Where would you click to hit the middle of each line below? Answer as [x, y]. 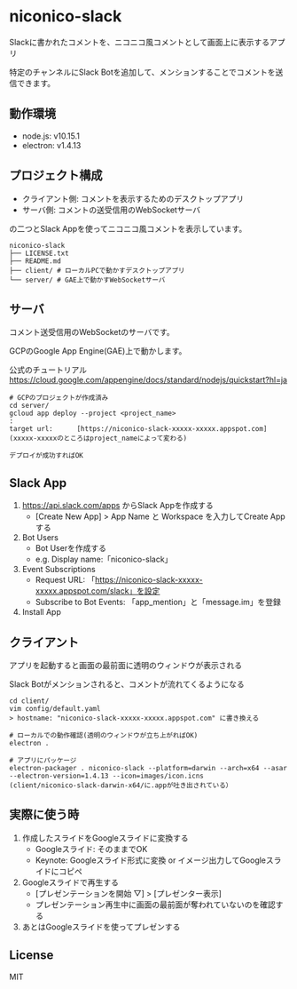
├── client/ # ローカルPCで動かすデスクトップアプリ [97, 270]
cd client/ [29, 701]
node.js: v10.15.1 [51, 136]
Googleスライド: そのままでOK [91, 849]
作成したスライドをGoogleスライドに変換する [105, 838]
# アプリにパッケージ [43, 761]
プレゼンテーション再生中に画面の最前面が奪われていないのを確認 [156, 905]
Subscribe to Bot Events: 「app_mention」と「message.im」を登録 [158, 602]
